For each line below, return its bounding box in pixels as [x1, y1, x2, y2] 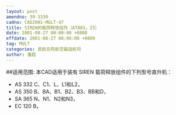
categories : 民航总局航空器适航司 [6, 46, 81, 52]
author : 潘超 [6, 52, 36, 57]
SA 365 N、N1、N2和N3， [14, 95, 79, 102]
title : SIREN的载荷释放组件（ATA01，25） [6, 24, 99, 31]
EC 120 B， [14, 102, 42, 109]
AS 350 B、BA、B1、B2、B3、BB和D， [14, 88, 109, 95]
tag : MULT [6, 41, 30, 47]
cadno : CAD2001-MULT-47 [6, 19, 64, 25]
